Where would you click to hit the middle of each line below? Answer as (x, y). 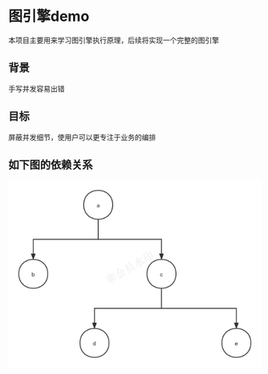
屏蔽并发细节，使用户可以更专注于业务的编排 (82, 137)
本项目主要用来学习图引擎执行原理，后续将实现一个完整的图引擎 (114, 40)
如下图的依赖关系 (51, 165)
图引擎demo (49, 16)
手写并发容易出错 (37, 88)
